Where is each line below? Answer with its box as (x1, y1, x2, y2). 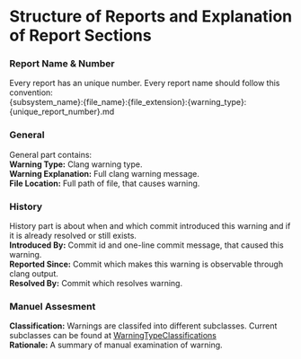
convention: (9, 87, 54, 98)
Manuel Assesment (9, 301, 96, 312)
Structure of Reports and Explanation (9, 6, 293, 27)
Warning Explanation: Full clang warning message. (9, 168, 200, 179)
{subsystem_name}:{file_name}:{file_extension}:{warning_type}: (9, 97, 247, 108)
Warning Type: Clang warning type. (9, 159, 143, 170)
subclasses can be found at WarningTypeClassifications (9, 330, 217, 341)
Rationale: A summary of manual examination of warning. (9, 339, 223, 351)
